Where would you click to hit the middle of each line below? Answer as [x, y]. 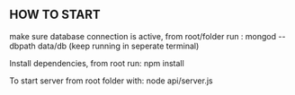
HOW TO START [55, 15]
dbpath [22, 46]
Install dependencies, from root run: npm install [97, 63]
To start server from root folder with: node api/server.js [111, 81]
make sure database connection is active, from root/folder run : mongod [143, 36]
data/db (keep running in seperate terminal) [118, 46]
